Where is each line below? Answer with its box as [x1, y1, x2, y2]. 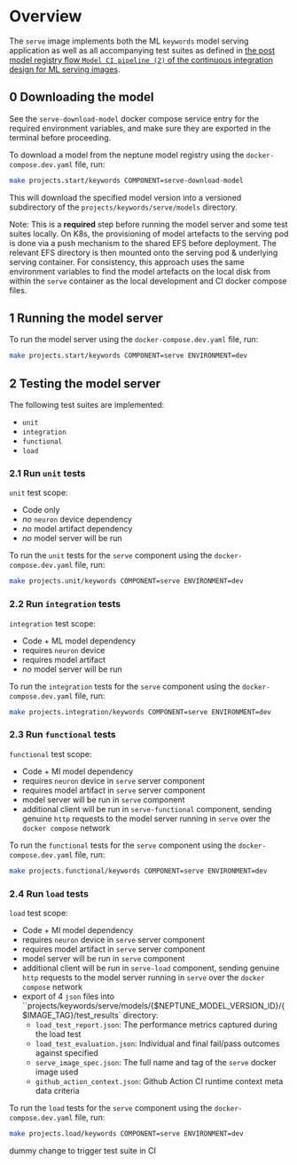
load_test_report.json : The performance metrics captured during [35, 1019, 277, 1030]
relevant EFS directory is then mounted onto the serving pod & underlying [9, 247, 278, 258]
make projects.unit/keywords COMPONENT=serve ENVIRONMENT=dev [9, 577, 244, 586]
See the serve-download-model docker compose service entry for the [9, 113, 260, 124]
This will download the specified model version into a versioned [9, 192, 242, 203]
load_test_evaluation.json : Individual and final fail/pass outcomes [35, 1038, 280, 1049]
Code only [21, 505, 60, 515]
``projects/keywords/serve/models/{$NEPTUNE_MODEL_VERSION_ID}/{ [21, 1000, 285, 1010]
